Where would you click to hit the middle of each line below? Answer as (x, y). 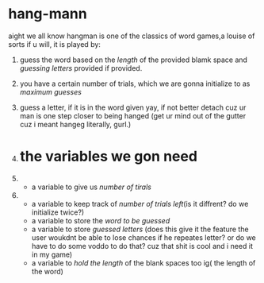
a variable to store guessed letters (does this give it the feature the (140, 229)
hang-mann (48, 14)
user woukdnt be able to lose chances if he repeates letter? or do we (143, 237)
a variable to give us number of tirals (92, 187)
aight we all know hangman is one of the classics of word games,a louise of (132, 36)
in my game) (52, 254)
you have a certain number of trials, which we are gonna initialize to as (135, 83)
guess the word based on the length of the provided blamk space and (134, 60)
